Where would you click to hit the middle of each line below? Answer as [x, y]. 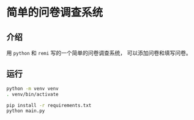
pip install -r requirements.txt [49, 105]
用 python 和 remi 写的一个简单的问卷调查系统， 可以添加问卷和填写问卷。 [99, 53]
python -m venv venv [33, 88]
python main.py [26, 111]
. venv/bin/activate [33, 94]
